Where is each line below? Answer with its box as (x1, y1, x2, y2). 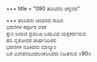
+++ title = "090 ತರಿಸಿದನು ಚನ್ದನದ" (6, 5, 80, 12)
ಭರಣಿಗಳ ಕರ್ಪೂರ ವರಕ (6, 24, 47, 30)
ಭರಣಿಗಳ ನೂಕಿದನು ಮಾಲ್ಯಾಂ (6, 44, 56, 50)
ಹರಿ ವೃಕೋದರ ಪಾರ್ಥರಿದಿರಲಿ (6, 37, 57, 44)
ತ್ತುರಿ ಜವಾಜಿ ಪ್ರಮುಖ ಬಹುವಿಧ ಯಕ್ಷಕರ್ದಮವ (6, 30, 86, 37)
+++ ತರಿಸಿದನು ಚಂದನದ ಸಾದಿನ (6, 17, 63, 24)
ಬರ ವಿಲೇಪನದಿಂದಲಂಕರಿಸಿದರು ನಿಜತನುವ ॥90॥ (6, 50, 92, 57)
